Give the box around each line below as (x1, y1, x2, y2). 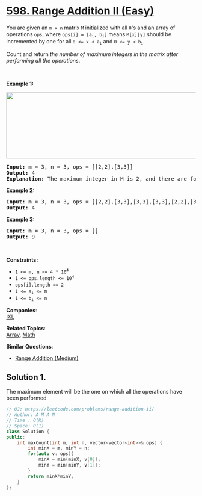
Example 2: (6, 187, 35, 194)
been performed (6, 394, 47, 401)
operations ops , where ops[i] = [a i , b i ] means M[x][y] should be (6, 30, 172, 39)
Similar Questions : (6, 343, 54, 350)
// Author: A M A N (6, 412, 55, 418)
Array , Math (6, 331, 35, 338)
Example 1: (6, 80, 34, 87)
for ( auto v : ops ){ (28, 451, 74, 457)
